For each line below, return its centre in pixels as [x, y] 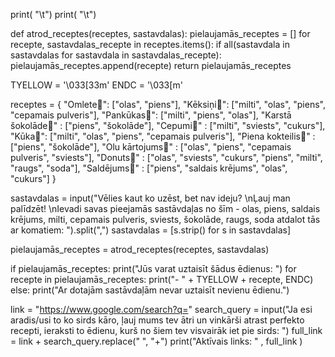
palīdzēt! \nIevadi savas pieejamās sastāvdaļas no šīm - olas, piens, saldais [165, 208]
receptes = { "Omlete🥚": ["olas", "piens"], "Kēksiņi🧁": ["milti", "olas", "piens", [168, 104]
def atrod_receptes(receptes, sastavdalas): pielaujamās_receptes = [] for [160, 33]
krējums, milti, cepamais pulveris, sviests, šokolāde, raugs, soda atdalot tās [165, 219]
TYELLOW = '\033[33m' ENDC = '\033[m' [96, 85]
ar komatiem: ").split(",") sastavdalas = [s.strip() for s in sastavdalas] [151, 230]
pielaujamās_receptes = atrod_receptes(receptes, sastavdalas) [140, 249]
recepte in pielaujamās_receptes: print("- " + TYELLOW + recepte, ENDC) [162, 279]
